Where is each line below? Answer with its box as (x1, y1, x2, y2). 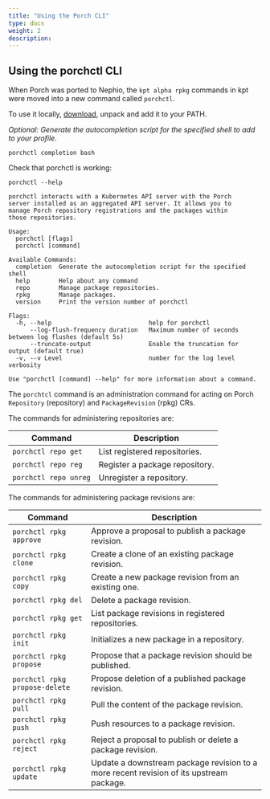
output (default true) (8, 347, 84, 356)
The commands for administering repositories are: (8, 414, 174, 423)
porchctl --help (8, 178, 63, 187)
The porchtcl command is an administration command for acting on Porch (8, 389, 255, 399)
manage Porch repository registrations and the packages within (8, 206, 228, 215)
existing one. (91, 581, 139, 593)
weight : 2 (8, 26, 42, 35)
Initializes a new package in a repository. (91, 634, 245, 645)
